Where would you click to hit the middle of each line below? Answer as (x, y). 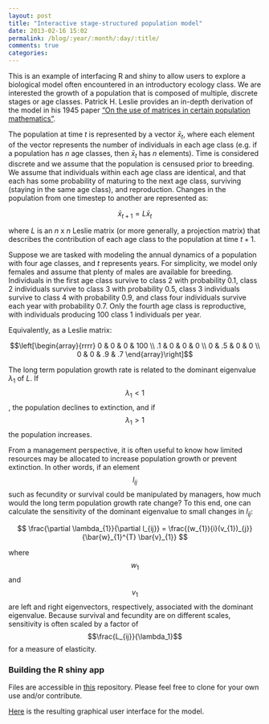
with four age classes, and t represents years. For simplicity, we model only (133, 264)
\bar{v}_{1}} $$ (163, 537)
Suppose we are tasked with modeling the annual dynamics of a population (132, 255)
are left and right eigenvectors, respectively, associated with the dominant (131, 607)
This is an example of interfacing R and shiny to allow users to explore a (127, 76)
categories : (28, 53)
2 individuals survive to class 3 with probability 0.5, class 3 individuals (124, 289)
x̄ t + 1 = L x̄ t (135, 214)
